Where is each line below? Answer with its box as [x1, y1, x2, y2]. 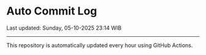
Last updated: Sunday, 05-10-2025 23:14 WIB [6, 24, 121, 31]
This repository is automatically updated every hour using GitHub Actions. [6, 41, 193, 49]
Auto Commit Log [6, 4, 97, 18]
